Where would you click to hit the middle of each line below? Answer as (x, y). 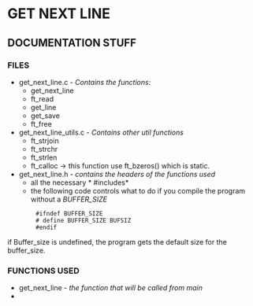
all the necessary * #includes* (80, 182)
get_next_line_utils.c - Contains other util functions (101, 132)
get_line (43, 107)
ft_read (42, 98)
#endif (47, 227)
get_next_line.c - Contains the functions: (85, 82)
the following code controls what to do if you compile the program (138, 190)
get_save (45, 116)
